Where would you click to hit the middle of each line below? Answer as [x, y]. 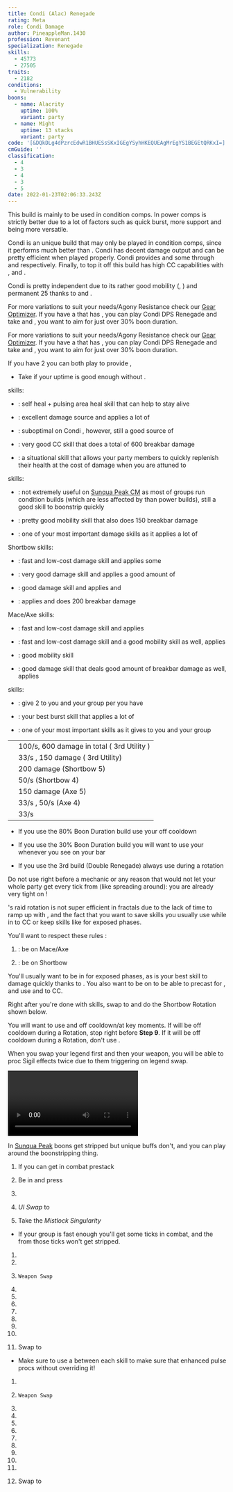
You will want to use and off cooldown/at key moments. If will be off [105, 1025]
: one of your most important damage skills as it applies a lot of [108, 534]
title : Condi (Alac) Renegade [52, 14]
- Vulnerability [37, 91]
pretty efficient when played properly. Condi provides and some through [111, 257]
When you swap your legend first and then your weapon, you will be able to [116, 1054]
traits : [19, 72]
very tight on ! [28, 894]
